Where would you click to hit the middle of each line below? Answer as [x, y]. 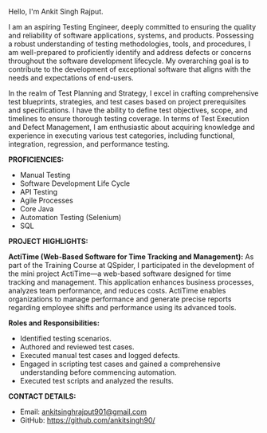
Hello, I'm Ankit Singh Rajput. [56, 12]
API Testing [39, 192]
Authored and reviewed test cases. [77, 347]
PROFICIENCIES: [36, 159]
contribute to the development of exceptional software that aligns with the [130, 69]
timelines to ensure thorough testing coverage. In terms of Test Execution [129, 118]
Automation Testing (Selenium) [71, 217]
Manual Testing [45, 175]
